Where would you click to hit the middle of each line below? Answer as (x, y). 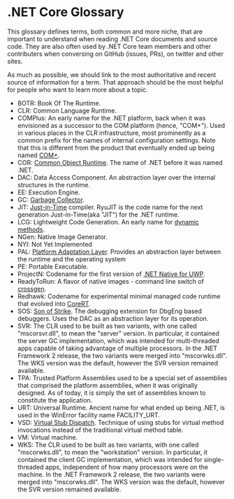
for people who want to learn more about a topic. (78, 89)
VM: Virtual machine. (47, 437)
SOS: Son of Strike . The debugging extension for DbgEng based (110, 311)
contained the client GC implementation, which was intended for (110, 459)
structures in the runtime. (54, 185)
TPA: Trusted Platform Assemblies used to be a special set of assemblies (122, 377)
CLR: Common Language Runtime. (67, 110)
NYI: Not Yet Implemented (55, 244)
